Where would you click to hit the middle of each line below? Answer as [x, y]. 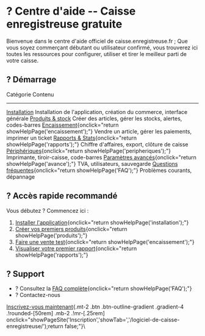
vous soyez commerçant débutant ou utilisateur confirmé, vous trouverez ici [102, 48]
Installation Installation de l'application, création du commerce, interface [97, 112]
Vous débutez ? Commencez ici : [48, 210]
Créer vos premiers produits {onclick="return [71, 229]
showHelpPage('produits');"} [51, 235]
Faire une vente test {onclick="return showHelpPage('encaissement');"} [105, 241]
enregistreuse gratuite [64, 24]
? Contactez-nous [38, 295]
